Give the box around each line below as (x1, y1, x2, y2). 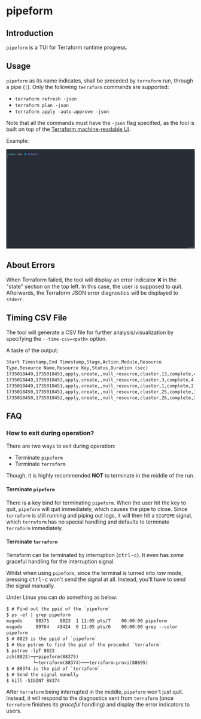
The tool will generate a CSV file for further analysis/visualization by (6, 329, 174, 336)
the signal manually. (6, 582, 56, 589)
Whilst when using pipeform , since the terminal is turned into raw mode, (6, 569, 184, 576)
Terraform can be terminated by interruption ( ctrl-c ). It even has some (6, 551, 184, 558)
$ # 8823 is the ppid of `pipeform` (6, 635, 98, 642)
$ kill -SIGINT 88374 (6, 677, 60, 684)
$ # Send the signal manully (6, 671, 79, 678)
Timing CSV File (6, 313, 68, 323)
